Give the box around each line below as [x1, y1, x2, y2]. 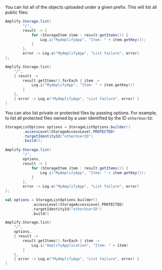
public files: [5, 9, 28, 15]
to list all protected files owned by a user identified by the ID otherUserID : [5, 115, 153, 121]
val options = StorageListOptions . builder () [5, 197, 98, 202]
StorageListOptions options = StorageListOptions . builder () [5, 124, 131, 129]
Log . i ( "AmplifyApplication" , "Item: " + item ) [31, 243, 129, 248]
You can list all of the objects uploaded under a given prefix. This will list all [5, 4, 157, 10]
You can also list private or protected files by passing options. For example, [5, 110, 157, 116]
